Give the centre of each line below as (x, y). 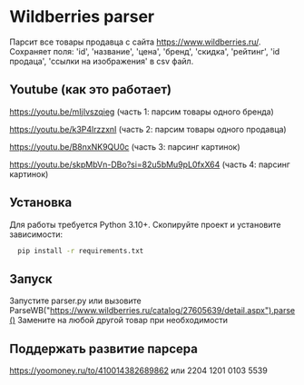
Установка (41, 203)
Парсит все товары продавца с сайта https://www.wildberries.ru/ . (135, 42)
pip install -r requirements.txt (81, 251)
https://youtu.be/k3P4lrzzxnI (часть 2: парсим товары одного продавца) (148, 129)
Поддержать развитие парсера (103, 348)
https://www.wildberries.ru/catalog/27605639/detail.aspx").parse (172, 311)
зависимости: (36, 234)
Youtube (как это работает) (91, 89)
